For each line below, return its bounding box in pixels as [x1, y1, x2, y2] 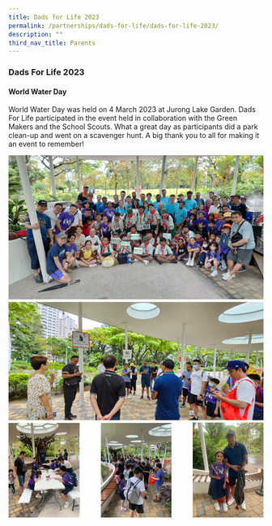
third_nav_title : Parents [8, 39, 96, 47]
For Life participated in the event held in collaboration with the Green [8, 114, 237, 123]
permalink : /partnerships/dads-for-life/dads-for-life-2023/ [8, 21, 219, 30]
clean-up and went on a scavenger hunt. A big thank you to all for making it [8, 131, 260, 140]
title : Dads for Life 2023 [8, 13, 100, 21]
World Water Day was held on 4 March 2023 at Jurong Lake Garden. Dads [8, 105, 257, 114]
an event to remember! [8, 139, 85, 149]
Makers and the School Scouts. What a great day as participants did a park [8, 122, 258, 131]
